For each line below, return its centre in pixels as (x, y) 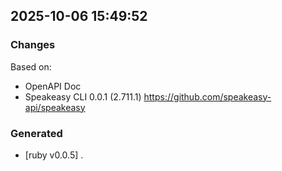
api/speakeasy (55, 107)
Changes (33, 45)
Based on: (31, 66)
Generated (36, 133)
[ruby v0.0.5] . (54, 155)
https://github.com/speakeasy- (207, 96)
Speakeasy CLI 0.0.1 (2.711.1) (83, 96)
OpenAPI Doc (53, 86)
